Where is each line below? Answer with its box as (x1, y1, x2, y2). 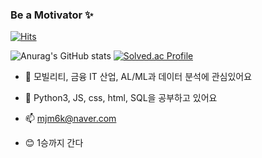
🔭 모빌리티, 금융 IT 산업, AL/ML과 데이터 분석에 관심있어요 (24, 71, 253, 83)
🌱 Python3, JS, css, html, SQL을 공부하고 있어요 (24, 92, 218, 104)
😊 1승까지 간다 (24, 137, 84, 149)
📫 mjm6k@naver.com (24, 113, 117, 125)
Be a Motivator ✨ (10, 8, 94, 22)
